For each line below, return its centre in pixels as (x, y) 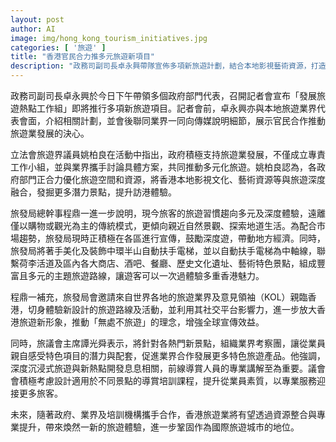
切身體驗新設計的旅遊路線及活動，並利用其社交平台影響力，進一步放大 (172, 309)
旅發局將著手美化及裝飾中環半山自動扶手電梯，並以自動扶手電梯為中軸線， (163, 250)
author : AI (33, 29)
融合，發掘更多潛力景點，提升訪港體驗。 (93, 192)
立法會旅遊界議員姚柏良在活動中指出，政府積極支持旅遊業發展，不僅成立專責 (168, 154)
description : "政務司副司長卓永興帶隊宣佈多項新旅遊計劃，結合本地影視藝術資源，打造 (168, 66)
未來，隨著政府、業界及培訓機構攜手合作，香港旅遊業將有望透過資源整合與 (163, 414)
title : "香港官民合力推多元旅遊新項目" (82, 57)
